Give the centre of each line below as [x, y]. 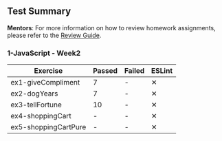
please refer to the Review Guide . [54, 35]
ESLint [162, 71]
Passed [105, 71]
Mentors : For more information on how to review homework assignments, [112, 28]
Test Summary [39, 11]
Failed [134, 71]
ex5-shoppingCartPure [48, 127]
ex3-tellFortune [36, 105]
